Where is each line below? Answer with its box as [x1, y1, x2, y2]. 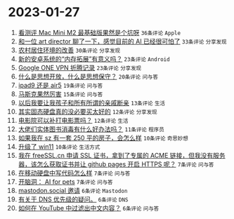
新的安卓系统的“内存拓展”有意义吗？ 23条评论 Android [18, 54, 171, 63]
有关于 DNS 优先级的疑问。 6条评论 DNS [18, 194, 129, 204]
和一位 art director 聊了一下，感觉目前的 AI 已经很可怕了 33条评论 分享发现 [18, 36, 227, 46]
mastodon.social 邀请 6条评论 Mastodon [18, 186, 128, 194]
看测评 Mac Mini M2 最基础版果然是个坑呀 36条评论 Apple [18, 28, 181, 36]
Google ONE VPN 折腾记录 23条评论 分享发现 [18, 63, 142, 72]
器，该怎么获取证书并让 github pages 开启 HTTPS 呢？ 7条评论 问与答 [18, 159, 214, 168]
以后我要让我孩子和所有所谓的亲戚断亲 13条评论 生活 [18, 98, 166, 107]
